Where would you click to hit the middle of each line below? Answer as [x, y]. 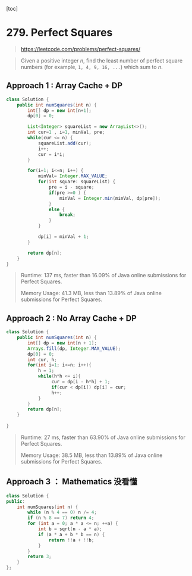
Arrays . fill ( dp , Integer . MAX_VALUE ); [74, 348]
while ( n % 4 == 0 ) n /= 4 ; [62, 512]
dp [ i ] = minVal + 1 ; [63, 237]
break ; [67, 215]
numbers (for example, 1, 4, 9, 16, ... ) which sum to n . [92, 67]
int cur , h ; [43, 359]
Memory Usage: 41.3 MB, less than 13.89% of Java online [91, 293]
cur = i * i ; [51, 154]
